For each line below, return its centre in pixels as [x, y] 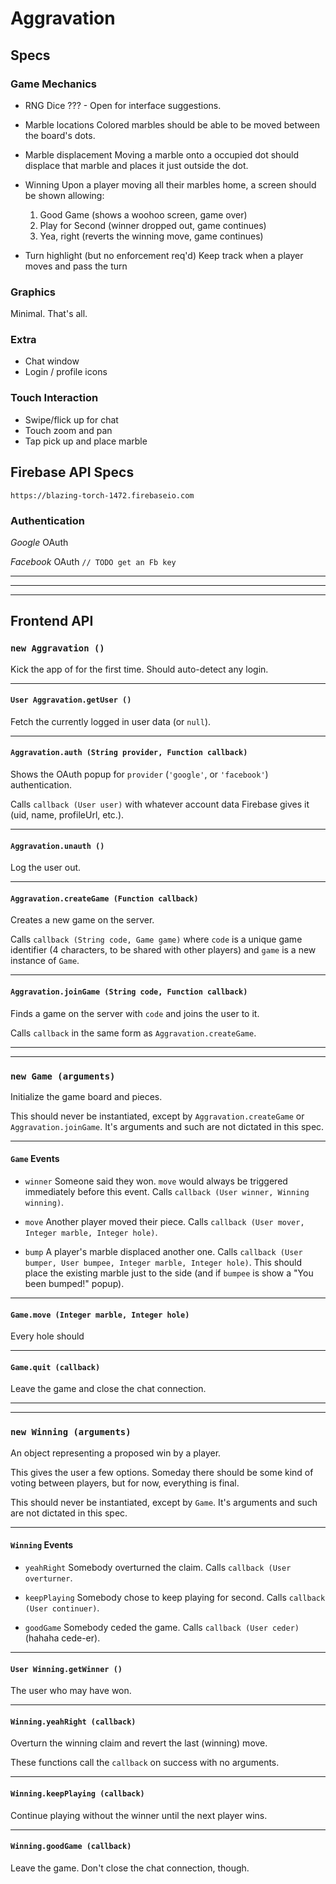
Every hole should [47, 1336]
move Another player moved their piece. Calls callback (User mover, [164, 1222]
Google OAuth [39, 542]
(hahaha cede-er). [62, 1638]
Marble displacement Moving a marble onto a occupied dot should [162, 154]
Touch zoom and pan [68, 430]
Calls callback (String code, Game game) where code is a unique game [156, 939]
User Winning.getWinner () [66, 1669]
